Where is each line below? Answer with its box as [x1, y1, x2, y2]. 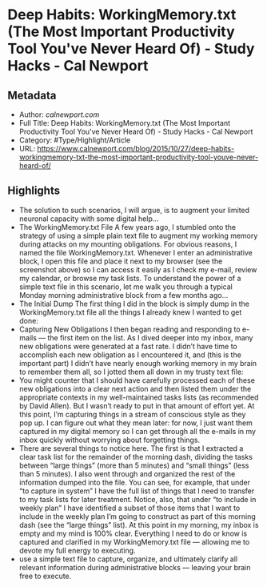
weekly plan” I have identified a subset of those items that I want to [18, 503, 241, 513]
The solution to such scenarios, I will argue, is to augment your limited [18, 205, 249, 215]
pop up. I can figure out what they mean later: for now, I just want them [18, 418, 253, 428]
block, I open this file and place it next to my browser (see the [18, 256, 223, 266]
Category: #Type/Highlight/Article [18, 135, 131, 145]
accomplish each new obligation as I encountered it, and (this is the [18, 350, 241, 360]
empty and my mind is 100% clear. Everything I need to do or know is [18, 529, 248, 538]
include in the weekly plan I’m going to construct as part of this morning [18, 511, 257, 521]
